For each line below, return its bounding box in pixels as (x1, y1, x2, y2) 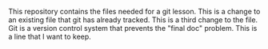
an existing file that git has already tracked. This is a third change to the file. (8, 15, 258, 24)
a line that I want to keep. (8, 32, 92, 41)
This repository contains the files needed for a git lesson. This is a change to (8, 7, 261, 16)
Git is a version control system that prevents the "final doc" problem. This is (8, 24, 258, 32)
